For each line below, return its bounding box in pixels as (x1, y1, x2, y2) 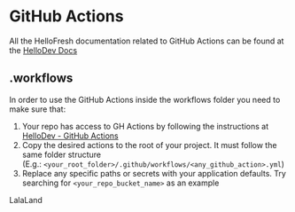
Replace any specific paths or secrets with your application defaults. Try (21, 168, 286, 178)
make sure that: (9, 104, 66, 114)
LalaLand (9, 194, 43, 205)
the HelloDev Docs (9, 44, 78, 55)
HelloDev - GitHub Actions (21, 130, 120, 141)
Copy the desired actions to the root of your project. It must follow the (21, 139, 277, 150)
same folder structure (21, 149, 102, 160)
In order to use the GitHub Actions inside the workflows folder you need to (9, 94, 281, 105)
